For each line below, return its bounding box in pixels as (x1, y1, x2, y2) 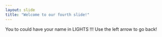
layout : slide (5, 7, 36, 13)
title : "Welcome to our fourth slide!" (5, 12, 90, 17)
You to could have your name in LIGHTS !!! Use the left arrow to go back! (5, 26, 157, 32)
